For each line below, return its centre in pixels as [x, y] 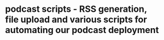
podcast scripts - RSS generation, [76, 9]
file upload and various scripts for [76, 20]
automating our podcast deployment [82, 30]
